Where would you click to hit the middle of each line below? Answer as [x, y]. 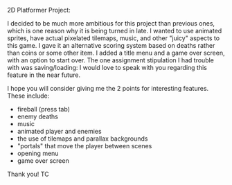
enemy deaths [38, 116]
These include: [28, 96]
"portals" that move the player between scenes [84, 146]
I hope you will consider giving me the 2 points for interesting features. [108, 88]
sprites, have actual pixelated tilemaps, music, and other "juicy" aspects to [114, 38]
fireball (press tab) [44, 109]
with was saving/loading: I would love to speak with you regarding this [107, 68]
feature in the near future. [44, 75]
